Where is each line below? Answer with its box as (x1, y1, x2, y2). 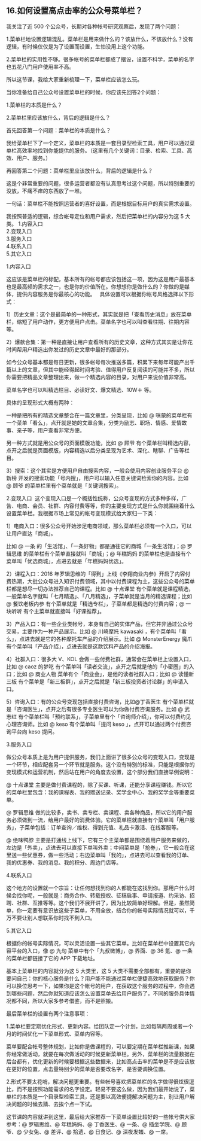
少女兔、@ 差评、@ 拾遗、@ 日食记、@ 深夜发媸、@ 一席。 (23, 1128, 172, 1135)
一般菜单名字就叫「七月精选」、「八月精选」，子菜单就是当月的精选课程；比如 (6, 592, 193, 600)
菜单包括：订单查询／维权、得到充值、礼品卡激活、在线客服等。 (24, 823, 182, 830)
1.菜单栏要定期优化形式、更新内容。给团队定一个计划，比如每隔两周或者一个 (6, 1023, 193, 1030)
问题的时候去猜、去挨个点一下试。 (11, 1100, 96, 1107)
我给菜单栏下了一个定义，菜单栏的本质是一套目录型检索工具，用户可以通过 (6, 139, 190, 147)
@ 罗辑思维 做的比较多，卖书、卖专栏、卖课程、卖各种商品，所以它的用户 (6, 808, 187, 816)
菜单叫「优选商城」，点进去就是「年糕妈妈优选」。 (6, 557, 127, 564)
